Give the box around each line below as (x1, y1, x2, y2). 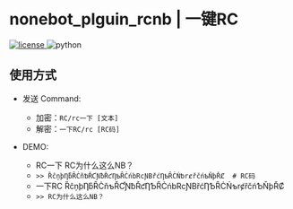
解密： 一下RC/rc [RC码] (35, 123, 120, 134)
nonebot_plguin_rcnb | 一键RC (9, 9, 239, 30)
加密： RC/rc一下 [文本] (35, 112, 119, 123)
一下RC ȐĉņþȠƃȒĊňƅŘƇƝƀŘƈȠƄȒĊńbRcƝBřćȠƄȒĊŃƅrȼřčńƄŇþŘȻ (35, 180, 285, 191)
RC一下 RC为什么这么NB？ (35, 160, 134, 170)
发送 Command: (22, 92, 82, 104)
